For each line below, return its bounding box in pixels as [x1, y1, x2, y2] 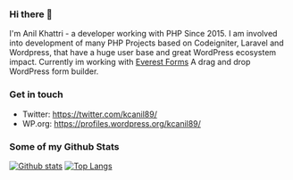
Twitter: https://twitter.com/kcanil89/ [21, 109, 158, 119]
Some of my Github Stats [9, 140, 120, 152]
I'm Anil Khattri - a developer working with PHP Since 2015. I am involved [9, 29, 278, 39]
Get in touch [9, 88, 64, 101]
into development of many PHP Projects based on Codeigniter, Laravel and [9, 37, 284, 48]
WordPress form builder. [9, 66, 99, 77]
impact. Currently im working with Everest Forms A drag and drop [9, 57, 251, 68]
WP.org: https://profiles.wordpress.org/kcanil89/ [21, 118, 201, 128]
